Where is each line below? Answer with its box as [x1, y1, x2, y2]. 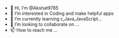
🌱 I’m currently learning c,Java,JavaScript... [10, 16, 102, 22]
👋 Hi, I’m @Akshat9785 [10, 5, 59, 11]
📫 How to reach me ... [10, 27, 58, 33]
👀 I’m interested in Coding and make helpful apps [10, 10, 114, 16]
